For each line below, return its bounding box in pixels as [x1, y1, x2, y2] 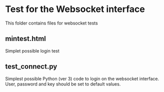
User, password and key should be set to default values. [5, 81, 121, 87]
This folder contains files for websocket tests [5, 20, 98, 26]
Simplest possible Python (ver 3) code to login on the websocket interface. [5, 75, 159, 81]
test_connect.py [5, 62, 57, 71]
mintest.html [5, 34, 46, 43]
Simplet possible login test [5, 47, 60, 53]
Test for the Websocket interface [5, 3, 145, 15]
